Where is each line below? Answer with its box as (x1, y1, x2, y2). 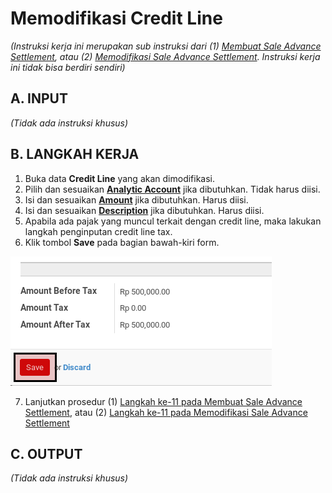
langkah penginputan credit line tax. (24, 225, 173, 237)
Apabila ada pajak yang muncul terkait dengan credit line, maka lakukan (24, 215, 322, 227)
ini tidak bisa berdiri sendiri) (10, 61, 126, 73)
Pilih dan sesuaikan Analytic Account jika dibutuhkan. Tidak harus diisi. (24, 183, 321, 195)
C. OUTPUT (10, 445, 83, 462)
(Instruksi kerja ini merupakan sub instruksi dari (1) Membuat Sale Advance (10, 40, 322, 52)
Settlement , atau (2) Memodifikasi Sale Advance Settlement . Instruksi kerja (10, 50, 321, 62)
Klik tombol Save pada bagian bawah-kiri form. (24, 236, 220, 248)
